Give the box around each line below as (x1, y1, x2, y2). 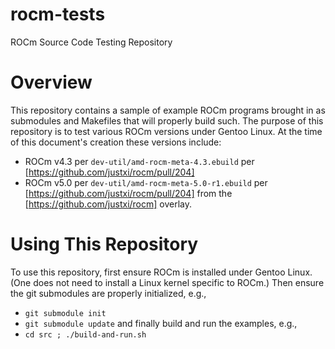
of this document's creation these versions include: (10, 136, 222, 148)
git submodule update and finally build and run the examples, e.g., (24, 317, 298, 329)
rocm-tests (10, 3, 106, 26)
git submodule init (24, 308, 107, 318)
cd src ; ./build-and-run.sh (24, 329, 147, 340)
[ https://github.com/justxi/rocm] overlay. (24, 198, 193, 210)
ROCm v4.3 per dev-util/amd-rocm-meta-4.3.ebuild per (24, 155, 255, 167)
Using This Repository (10, 233, 199, 256)
